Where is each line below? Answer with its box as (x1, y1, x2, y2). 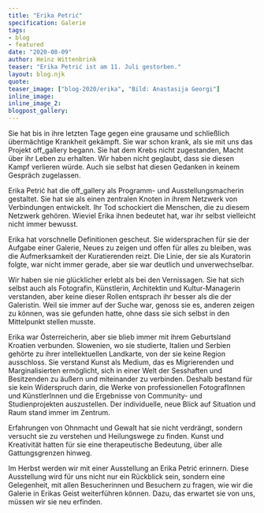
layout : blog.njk (8, 70, 65, 78)
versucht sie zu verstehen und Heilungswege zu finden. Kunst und (8, 432, 225, 440)
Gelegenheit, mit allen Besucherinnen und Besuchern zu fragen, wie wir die (8, 481, 254, 489)
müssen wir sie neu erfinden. (8, 497, 102, 506)
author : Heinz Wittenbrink (8, 56, 97, 64)
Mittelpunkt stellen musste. (8, 317, 96, 326)
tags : (8, 26, 26, 34)
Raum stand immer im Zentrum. (8, 408, 110, 417)
